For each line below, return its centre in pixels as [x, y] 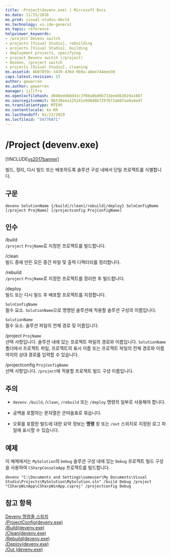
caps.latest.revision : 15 [33, 77]
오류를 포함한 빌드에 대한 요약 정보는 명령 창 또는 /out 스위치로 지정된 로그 [87, 424]
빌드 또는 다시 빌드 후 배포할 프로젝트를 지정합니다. [56, 295]
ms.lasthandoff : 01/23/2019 [35, 115]
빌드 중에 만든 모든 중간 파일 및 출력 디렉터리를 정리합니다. [63, 262]
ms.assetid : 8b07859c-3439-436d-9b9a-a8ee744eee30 [60, 72]
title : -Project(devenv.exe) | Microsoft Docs [56, 10]
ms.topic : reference [27, 29]
